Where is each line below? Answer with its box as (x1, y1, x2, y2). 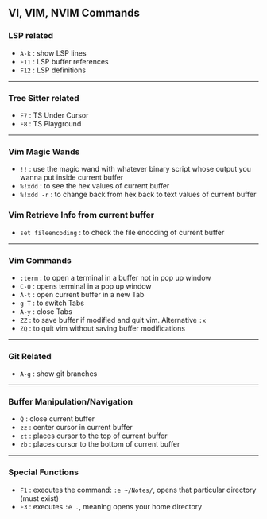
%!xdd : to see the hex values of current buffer (19, 181, 170, 191)
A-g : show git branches (19, 369, 98, 378)
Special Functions (8, 467, 79, 478)
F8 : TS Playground (19, 118, 82, 128)
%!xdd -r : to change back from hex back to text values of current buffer (19, 190, 257, 199)
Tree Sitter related (8, 92, 79, 103)
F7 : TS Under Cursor (19, 110, 89, 120)
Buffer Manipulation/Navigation (8, 397, 133, 408)
